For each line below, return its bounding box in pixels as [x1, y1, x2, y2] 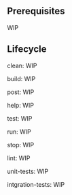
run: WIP [7, 127, 32, 136]
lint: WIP [7, 153, 31, 162]
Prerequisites [7, 5, 65, 17]
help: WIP [7, 101, 34, 109]
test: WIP [7, 114, 33, 122]
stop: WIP [7, 140, 35, 149]
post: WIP [7, 88, 35, 96]
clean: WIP [7, 61, 37, 70]
